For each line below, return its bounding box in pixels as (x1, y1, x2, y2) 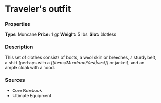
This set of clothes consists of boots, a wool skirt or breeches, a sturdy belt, (5, 54, 157, 60)
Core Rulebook (12, 88, 42, 93)
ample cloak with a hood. (5, 64, 55, 70)
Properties (5, 21, 30, 27)
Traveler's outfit (5, 3, 71, 14)
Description (5, 43, 33, 50)
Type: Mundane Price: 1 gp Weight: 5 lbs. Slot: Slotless (5, 31, 117, 37)
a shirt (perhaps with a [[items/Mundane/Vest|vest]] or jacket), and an (5, 59, 145, 65)
